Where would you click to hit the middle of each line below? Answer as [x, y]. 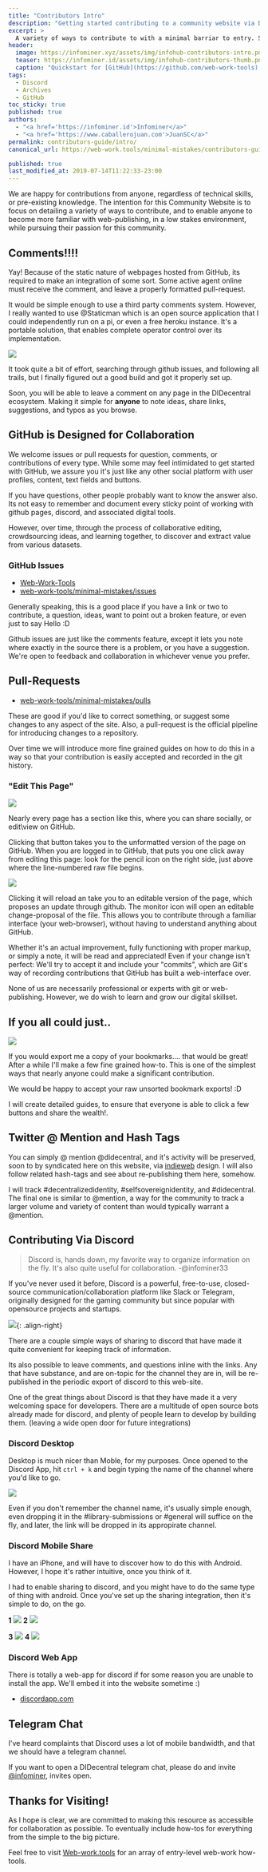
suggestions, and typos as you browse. [73, 410]
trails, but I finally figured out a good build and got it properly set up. [120, 377]
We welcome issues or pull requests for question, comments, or [113, 454]
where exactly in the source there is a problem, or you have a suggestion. [129, 648]
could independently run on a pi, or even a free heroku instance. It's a [123, 321]
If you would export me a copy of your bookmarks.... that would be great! [128, 1056]
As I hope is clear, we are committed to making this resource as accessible [131, 1820]
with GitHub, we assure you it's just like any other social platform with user [131, 471]
